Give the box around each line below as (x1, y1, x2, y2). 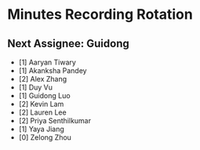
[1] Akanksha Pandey (18, 66, 87, 75)
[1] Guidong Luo (18, 91, 71, 100)
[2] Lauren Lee (18, 108, 67, 117)
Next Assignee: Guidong (7, 37, 130, 50)
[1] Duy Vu (18, 82, 53, 92)
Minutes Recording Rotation (7, 5, 193, 24)
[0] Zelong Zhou (18, 133, 72, 142)
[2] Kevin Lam (18, 100, 64, 108)
